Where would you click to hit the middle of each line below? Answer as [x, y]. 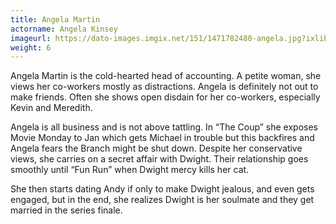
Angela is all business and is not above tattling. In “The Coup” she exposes [164, 127]
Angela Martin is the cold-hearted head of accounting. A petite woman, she [166, 76]
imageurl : [31, 38]
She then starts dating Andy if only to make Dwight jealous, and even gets [162, 189]
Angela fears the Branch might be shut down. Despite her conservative [156, 148]
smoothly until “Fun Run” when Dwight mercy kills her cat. [130, 170]
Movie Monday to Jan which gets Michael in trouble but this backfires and [162, 138]
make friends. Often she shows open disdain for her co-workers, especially [165, 97]
